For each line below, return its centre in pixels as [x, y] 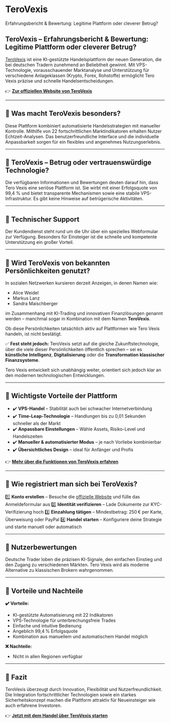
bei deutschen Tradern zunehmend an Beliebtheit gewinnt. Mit [70, 65]
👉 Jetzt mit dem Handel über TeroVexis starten [56, 716]
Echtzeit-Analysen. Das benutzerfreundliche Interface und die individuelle [82, 136]
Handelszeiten [28, 436]
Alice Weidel [26, 293]
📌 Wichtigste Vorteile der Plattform [61, 396]
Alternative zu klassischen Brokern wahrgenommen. [60, 570]
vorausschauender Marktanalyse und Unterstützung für [91, 70]
